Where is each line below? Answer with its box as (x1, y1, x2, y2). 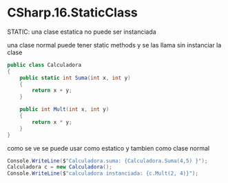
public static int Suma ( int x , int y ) (19, 74, 131, 81)
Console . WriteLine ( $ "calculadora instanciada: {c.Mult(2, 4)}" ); (7, 170, 198, 177)
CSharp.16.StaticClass (7, 5, 138, 21)
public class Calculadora (7, 61, 81, 68)
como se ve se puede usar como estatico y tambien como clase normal (7, 144, 210, 152)
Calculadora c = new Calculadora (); (7, 164, 112, 171)
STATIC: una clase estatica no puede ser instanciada (7, 28, 156, 36)
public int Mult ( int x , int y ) (19, 106, 110, 113)
